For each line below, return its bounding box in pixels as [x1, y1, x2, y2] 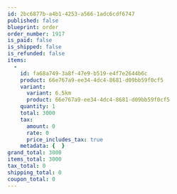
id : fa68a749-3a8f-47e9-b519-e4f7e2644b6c [20, 70, 148, 77]
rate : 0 [26, 129, 50, 136]
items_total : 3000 [7, 156, 62, 163]
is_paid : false [7, 37, 53, 44]
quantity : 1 [20, 103, 55, 110]
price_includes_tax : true [26, 136, 103, 143]
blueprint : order [7, 23, 59, 31]
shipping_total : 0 [7, 168, 62, 176]
